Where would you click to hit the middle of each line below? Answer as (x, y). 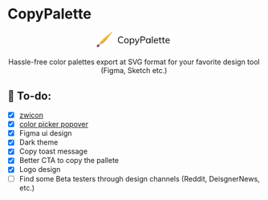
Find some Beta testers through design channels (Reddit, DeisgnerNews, (139, 178)
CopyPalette (49, 14)
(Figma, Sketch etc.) (134, 71)
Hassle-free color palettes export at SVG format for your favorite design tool (134, 62)
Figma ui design (46, 133)
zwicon (31, 115)
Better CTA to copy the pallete (69, 161)
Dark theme (39, 142)
